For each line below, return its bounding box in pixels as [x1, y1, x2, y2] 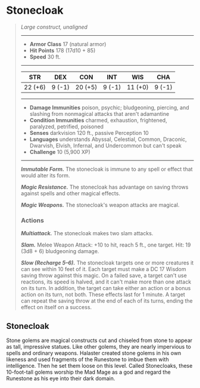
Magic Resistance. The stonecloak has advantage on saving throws [20, 183, 189, 190]
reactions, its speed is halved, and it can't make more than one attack [20, 278, 192, 285]
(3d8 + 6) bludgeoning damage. [20, 248, 99, 255]
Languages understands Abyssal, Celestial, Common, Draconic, [29, 136, 187, 143]
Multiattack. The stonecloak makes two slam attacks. [20, 230, 154, 237]
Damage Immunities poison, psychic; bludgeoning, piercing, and [29, 104, 189, 111]
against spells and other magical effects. [20, 189, 121, 197]
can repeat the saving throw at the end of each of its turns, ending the [20, 297, 193, 304]
